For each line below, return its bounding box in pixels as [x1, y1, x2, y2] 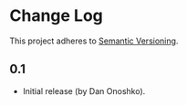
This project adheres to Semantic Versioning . [9, 35, 179, 46]
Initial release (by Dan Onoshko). [22, 85, 146, 96]
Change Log [9, 5, 103, 26]
